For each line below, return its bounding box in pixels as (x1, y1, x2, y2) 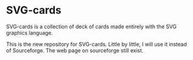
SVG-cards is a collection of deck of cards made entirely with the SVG (6, 23, 177, 30)
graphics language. (6, 29, 53, 36)
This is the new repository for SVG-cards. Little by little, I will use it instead (6, 41, 187, 48)
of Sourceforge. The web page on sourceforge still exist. (6, 46, 143, 54)
